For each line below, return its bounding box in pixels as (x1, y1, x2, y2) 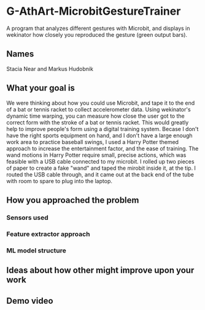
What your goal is (6, 83, 75, 93)
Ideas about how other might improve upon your (6, 265, 195, 276)
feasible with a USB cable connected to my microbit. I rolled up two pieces (6, 157, 195, 165)
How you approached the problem (6, 195, 139, 205)
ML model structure (6, 246, 66, 255)
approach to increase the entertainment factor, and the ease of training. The (6, 145, 199, 152)
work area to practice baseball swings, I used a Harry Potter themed (6, 138, 179, 145)
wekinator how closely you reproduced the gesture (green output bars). (6, 31, 188, 38)
